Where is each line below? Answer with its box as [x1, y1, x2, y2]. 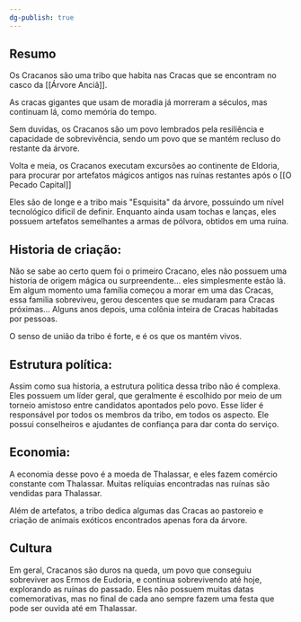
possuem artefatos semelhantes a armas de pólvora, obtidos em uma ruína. [9, 216, 289, 227]
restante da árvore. [9, 143, 80, 153]
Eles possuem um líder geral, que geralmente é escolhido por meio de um [9, 390, 283, 401]
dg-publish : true [9, 13, 75, 22]
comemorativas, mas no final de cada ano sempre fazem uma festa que [9, 593, 275, 604]
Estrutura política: [9, 356, 112, 372]
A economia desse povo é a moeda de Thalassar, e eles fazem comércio [9, 469, 279, 479]
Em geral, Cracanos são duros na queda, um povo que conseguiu [9, 565, 252, 575]
